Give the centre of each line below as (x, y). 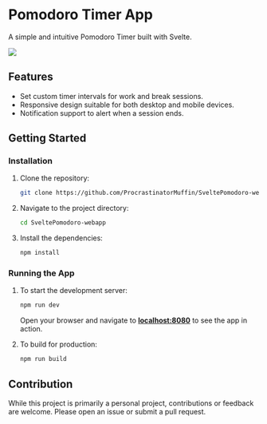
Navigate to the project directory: (74, 208)
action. (31, 329)
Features (31, 77)
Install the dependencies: (61, 238)
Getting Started (47, 139)
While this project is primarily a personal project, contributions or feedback (131, 403)
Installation (31, 161)
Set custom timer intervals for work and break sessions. (111, 96)
